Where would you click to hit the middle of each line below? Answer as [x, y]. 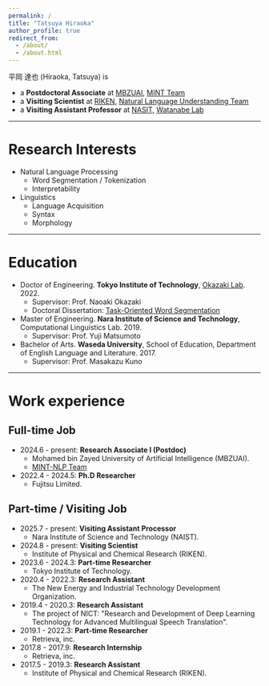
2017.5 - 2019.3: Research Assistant [80, 664]
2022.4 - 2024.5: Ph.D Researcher [78, 475]
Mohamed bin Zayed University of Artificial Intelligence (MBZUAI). [141, 458]
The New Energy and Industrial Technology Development [126, 588]
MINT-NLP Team [59, 467]
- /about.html [39, 53]
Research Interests [72, 150]
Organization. [54, 596]
